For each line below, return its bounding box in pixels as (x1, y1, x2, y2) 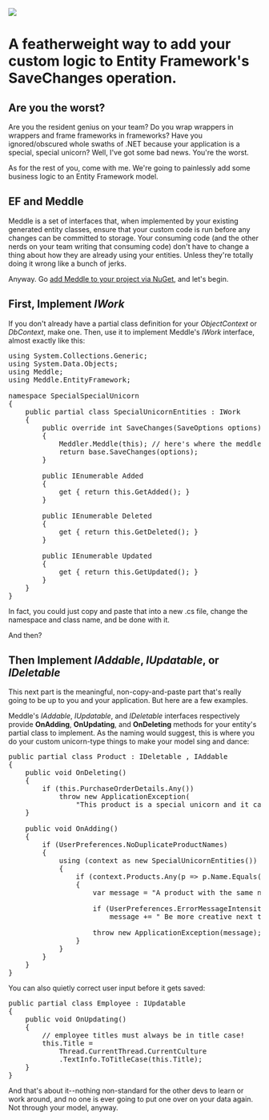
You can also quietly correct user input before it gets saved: (8, 983, 206, 993)
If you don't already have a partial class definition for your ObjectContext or (8, 319, 258, 328)
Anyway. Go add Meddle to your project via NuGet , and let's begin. (8, 274, 229, 283)
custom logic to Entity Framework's (8, 52, 250, 70)
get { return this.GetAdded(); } (58, 487, 191, 496)
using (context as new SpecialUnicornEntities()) (58, 857, 258, 865)
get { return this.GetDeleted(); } (58, 527, 199, 536)
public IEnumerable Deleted (42, 511, 152, 520)
